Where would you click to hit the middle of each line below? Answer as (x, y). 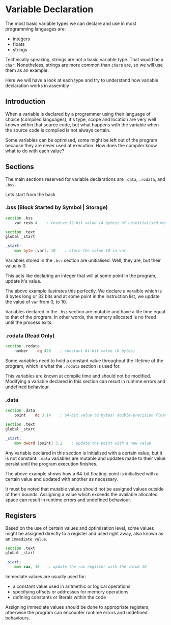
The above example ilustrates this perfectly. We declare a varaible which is (83, 291)
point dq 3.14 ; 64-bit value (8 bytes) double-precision (84, 415)
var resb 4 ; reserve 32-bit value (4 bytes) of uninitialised (86, 223)
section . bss (19, 218)
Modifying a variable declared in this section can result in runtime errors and (85, 382)
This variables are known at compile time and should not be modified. (78, 376)
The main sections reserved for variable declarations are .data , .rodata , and (85, 179)
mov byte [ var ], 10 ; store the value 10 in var (70, 251)
